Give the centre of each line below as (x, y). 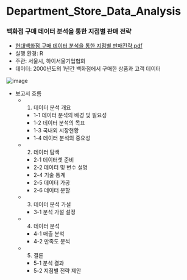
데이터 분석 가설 (52, 204)
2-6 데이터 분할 (52, 190)
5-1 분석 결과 (49, 263)
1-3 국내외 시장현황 (56, 131)
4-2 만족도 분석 (52, 242)
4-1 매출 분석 (49, 234)
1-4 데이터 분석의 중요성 (62, 138)
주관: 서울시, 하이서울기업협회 (50, 61)
